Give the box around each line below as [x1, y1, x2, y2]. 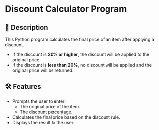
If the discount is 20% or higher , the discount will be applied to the [12, 51, 150, 57]
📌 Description [5, 23, 48, 32]
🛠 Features [5, 82, 41, 91]
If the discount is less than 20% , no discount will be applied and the [12, 62, 152, 68]
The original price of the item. [19, 103, 80, 109]
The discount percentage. [19, 109, 73, 115]
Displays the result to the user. [12, 119, 75, 125]
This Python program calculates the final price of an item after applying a [5, 36, 155, 42]
